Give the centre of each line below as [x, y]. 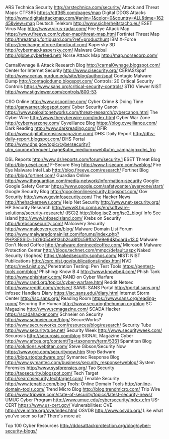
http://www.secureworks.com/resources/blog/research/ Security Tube [78, 325]
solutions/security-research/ [35, 213]
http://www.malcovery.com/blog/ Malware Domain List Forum [69, 229]
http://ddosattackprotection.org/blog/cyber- [105, 425]
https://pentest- [139, 266]
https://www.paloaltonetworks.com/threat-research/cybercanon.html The [82, 112]
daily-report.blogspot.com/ [33, 139]
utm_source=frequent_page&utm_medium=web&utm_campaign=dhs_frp [80, 150]
